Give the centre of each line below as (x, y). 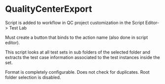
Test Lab (18, 28)
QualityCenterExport (49, 9)
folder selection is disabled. (33, 77)
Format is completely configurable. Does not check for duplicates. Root (77, 72)
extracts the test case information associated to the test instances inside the (82, 57)
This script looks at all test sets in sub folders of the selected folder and (78, 52)
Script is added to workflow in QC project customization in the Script (75, 23)
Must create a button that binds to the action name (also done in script (77, 37)
